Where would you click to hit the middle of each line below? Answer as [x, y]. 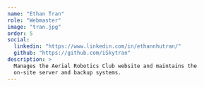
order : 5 [20, 33]
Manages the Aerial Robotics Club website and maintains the [106, 66]
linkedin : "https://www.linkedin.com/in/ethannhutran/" [97, 46]
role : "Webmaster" [34, 20]
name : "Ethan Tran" [36, 14]
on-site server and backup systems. [67, 72]
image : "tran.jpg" [34, 27]
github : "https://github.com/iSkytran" [72, 53]
